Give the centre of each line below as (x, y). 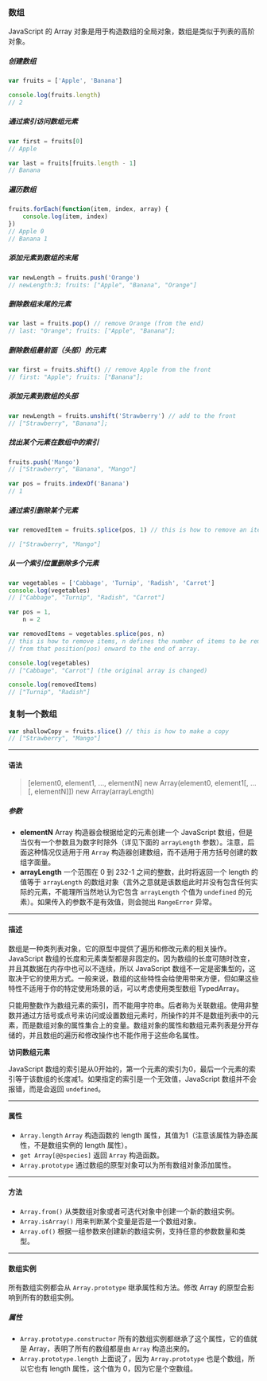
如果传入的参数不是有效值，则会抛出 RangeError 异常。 (127, 902)
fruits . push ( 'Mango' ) (44, 462)
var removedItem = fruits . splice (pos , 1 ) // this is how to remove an (128, 530)
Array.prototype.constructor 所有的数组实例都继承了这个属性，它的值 (135, 1339)
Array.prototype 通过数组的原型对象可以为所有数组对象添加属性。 (128, 1164)
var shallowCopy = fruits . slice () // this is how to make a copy (118, 731)
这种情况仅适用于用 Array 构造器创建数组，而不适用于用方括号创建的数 (142, 852)
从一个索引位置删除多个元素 (54, 564)
